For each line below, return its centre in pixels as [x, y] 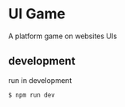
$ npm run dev [32, 95]
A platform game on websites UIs [63, 36]
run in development [40, 80]
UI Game [37, 14]
